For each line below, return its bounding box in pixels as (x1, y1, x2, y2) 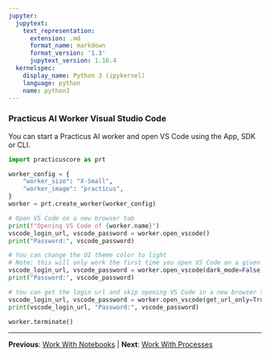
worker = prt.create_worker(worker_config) (8, 200, 157, 208)
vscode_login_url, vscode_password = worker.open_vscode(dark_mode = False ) (8, 266, 264, 274)
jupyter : (8, 11, 38, 20)
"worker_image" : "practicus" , (22, 185, 125, 193)
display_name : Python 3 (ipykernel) (22, 72, 146, 80)
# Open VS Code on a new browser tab (8, 214, 135, 222)
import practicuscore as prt (8, 155, 106, 163)
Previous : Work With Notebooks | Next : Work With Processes (8, 339, 213, 350)
